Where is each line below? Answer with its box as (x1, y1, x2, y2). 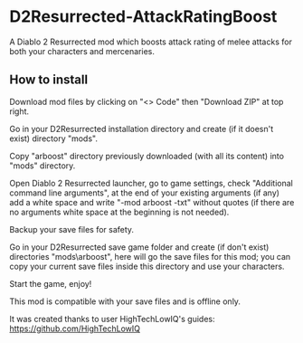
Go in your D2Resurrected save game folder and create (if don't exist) (9, 242, 270, 252)
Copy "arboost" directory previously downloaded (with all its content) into (9, 150, 285, 161)
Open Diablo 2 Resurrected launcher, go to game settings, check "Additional (9, 177, 294, 188)
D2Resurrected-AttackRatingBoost (9, 6, 278, 27)
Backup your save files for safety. (9, 224, 134, 234)
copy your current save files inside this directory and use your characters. (9, 261, 285, 272)
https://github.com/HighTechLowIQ (9, 323, 141, 334)
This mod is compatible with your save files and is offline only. (9, 296, 241, 307)
